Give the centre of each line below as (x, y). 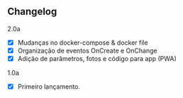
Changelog (32, 12)
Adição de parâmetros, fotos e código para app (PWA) (97, 58)
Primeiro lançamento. (49, 87)
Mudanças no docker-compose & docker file (83, 43)
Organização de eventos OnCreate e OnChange (87, 50)
